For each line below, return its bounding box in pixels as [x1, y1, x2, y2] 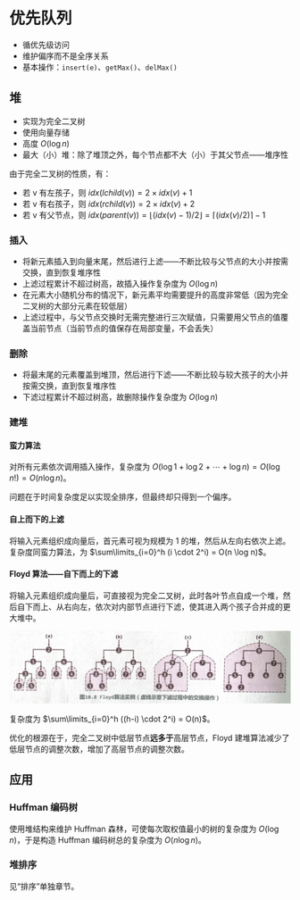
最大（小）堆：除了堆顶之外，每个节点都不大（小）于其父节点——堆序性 [21, 149, 288, 160]
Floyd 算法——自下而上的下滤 [9, 569, 119, 579]
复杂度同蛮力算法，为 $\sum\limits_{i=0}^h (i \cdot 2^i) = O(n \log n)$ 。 [9, 546, 271, 557]
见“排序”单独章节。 [9, 880, 79, 891]
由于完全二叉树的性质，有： [9, 168, 112, 179]
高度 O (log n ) [21, 137, 70, 148]
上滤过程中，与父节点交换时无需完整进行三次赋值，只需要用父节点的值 [21, 312, 281, 322]
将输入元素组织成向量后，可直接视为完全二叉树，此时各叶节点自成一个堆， [9, 590, 283, 601]
